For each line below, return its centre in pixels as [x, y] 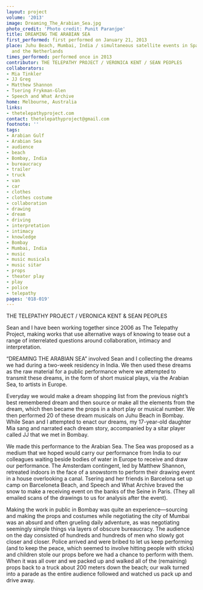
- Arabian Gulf [25, 136]
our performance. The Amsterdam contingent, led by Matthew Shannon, [96, 466]
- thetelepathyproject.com [40, 113]
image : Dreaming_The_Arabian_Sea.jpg [54, 23]
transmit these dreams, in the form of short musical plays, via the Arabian [98, 378]
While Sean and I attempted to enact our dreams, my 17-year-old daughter [99, 422]
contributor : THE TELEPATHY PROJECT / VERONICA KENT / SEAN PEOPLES [94, 62]
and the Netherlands [37, 51]
